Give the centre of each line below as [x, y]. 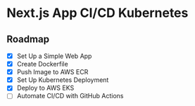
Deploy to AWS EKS [45, 88]
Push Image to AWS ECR [52, 72]
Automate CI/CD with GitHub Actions [70, 96]
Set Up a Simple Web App [54, 56]
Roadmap [28, 39]
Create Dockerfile [42, 64]
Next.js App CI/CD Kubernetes [97, 13]
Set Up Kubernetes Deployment [63, 80]
